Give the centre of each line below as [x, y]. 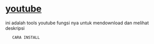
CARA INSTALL [26, 37]
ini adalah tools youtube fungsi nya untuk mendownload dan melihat [77, 23]
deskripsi [15, 28]
